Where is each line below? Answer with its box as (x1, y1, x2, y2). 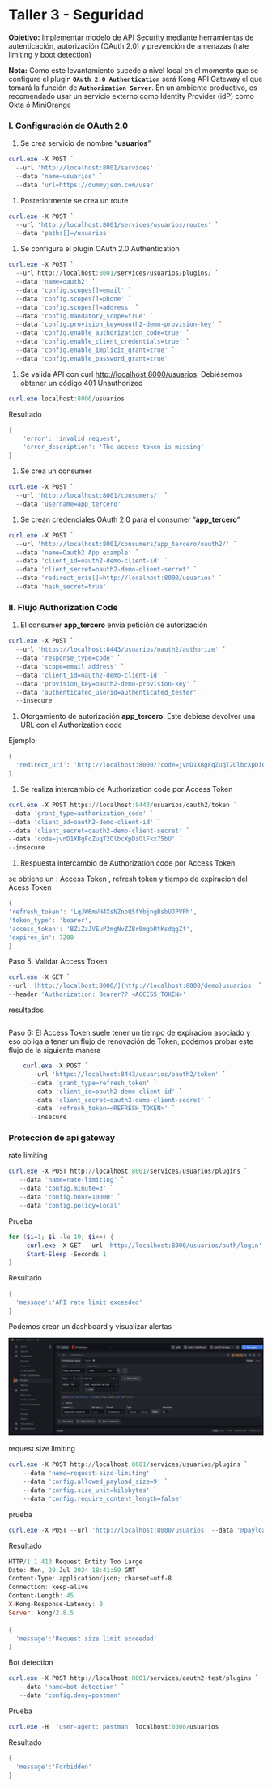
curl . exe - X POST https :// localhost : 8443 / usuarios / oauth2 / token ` (8, 801, 237, 809)
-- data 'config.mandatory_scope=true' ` (15, 312, 154, 320)
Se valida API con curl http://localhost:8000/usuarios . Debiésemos (19, 369, 243, 378)
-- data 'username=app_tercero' (15, 500, 121, 508)
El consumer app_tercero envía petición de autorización (19, 620, 208, 630)
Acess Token (8, 883, 52, 892)
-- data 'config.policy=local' (19, 1201, 121, 1209)
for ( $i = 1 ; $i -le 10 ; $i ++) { (8, 1233, 114, 1241)
